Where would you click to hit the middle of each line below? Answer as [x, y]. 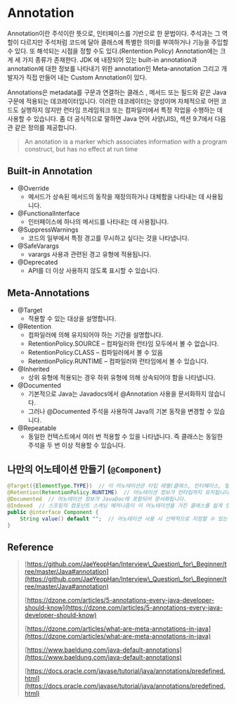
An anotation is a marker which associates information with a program [126, 142]
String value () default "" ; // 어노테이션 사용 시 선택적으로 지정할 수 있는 [124, 519]
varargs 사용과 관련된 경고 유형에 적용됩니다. [90, 254]
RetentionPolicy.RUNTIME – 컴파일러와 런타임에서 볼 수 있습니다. [118, 361]
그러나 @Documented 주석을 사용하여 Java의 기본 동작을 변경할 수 [120, 411]
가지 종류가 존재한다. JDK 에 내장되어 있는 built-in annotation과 [110, 59]
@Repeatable [37, 428]
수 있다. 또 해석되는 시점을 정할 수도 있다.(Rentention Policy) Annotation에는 [113, 51]
